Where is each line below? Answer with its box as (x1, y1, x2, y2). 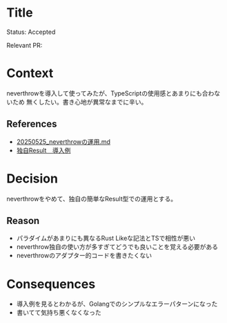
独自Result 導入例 (16, 146, 71, 154)
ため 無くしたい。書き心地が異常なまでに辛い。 (12, 98, 148, 106)
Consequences (6, 276, 96, 292)
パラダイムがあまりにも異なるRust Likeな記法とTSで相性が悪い (16, 234, 196, 243)
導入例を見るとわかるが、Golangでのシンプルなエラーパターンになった (16, 299, 218, 308)
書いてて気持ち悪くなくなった (16, 308, 101, 317)
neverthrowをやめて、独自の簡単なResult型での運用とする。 (6, 194, 177, 203)
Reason (6, 215, 40, 227)
